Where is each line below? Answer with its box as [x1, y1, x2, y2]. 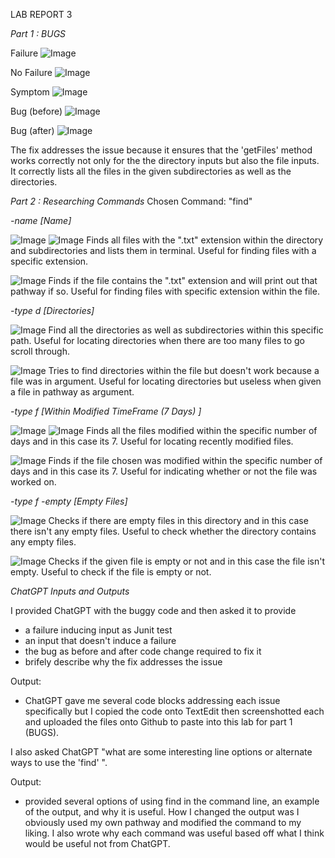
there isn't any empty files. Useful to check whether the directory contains [10, 525, 317, 537]
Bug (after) [10, 125, 55, 136]
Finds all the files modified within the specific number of [86, 425, 318, 436]
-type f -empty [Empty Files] [10, 495, 128, 507]
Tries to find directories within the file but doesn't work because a [48, 365, 320, 376]
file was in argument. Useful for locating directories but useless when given [10, 375, 322, 387]
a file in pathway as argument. [10, 386, 135, 398]
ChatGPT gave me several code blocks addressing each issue [24, 695, 281, 706]
